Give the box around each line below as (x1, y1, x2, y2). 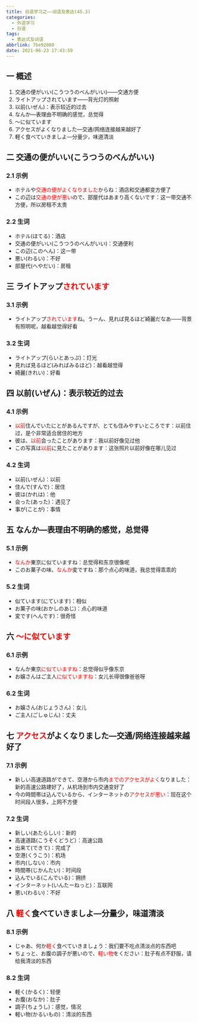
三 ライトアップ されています (6, 281, 110, 291)
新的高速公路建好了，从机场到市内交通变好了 (14, 784, 125, 791)
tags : (6, 31, 20, 37)
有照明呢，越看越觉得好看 (14, 323, 78, 330)
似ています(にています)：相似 (14, 597, 87, 604)
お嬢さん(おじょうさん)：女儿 (14, 704, 87, 711)
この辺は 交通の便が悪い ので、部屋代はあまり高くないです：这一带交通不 (14, 193, 192, 201)
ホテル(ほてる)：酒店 (14, 232, 67, 239)
